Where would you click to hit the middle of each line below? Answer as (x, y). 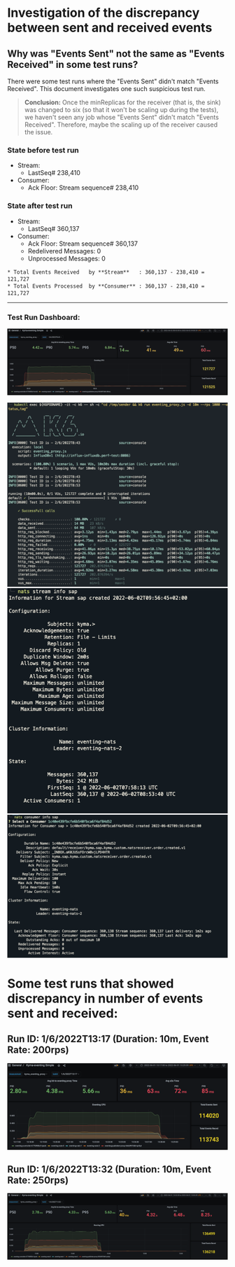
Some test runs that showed (91, 983)
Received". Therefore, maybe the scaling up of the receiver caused (121, 125)
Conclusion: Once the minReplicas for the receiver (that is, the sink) (123, 102)
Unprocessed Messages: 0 (67, 258)
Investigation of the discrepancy (104, 13)
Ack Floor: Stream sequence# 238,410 (83, 188)
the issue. (38, 132)
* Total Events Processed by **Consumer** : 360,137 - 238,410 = (106, 286)
